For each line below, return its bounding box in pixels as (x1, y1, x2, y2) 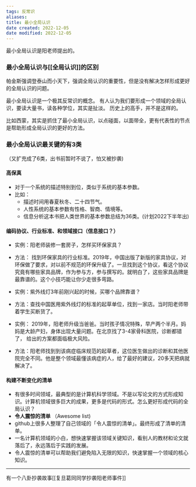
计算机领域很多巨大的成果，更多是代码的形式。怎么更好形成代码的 (24, 398, 184, 405)
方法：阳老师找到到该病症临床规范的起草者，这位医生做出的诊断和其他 (14, 348, 184, 355)
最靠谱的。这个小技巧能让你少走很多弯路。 (14, 276, 117, 283)
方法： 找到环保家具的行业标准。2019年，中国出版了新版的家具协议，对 (14, 254, 187, 261)
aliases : (6, 14, 27, 20)
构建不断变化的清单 (6, 376, 52, 383)
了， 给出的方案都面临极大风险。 (14, 335, 93, 342)
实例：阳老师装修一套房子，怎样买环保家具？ (14, 241, 123, 249)
